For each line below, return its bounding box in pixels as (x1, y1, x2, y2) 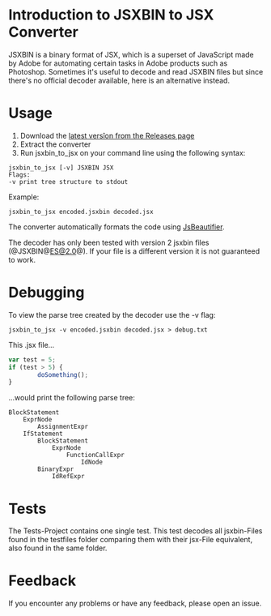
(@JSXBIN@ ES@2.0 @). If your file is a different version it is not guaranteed (8, 246, 260, 256)
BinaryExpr (37, 465, 74, 473)
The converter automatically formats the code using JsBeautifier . (8, 221, 225, 232)
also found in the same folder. (8, 543, 108, 553)
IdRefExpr (51, 473, 85, 481)
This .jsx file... (8, 340, 55, 349)
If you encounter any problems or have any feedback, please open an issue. (8, 598, 262, 609)
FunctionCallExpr (66, 451, 125, 460)
